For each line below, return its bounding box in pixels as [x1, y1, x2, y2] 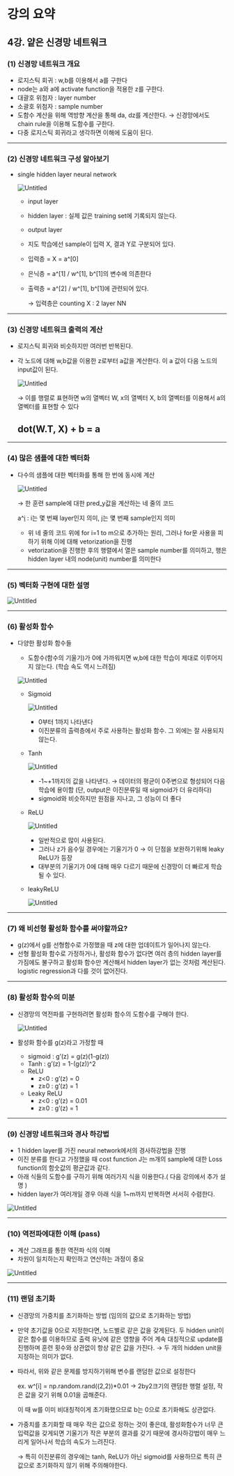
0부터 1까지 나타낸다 [38, 718, 93, 726]
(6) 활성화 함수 [7, 622, 54, 631]
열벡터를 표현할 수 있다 [17, 402, 79, 411]
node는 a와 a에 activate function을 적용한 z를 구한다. [17, 84, 165, 93]
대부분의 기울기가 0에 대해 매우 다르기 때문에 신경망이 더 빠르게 [38, 862, 210, 871]
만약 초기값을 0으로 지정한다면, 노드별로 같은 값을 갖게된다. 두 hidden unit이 [17, 1325, 224, 1335]
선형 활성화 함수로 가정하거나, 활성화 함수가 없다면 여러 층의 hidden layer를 [17, 949, 222, 958]
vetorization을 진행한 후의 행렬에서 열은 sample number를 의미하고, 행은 [27, 546, 227, 554]
